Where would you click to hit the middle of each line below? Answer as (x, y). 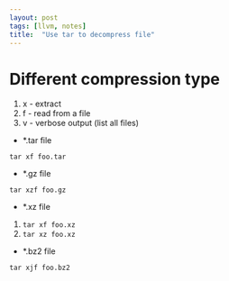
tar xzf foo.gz (38, 190)
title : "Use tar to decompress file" (82, 34)
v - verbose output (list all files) (81, 123)
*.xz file (37, 207)
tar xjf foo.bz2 (40, 268)
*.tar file (37, 140)
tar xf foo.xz (49, 225)
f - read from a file (56, 113)
